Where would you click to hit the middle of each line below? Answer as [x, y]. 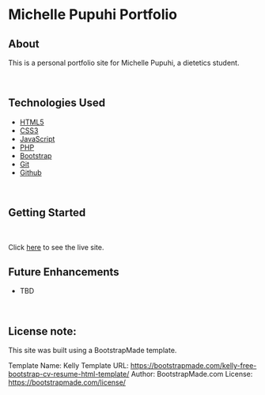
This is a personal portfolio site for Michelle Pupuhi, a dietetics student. [124, 63]
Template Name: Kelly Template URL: [68, 366]
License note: [42, 331]
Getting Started [47, 213]
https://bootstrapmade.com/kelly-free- [193, 366]
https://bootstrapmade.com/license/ [67, 382]
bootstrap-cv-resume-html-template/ [69, 374]
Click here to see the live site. [56, 247]
